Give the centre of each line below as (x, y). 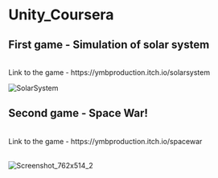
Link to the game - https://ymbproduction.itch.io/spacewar (105, 141)
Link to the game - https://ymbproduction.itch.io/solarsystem (109, 72)
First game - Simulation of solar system (109, 45)
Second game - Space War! (78, 113)
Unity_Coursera (61, 15)
